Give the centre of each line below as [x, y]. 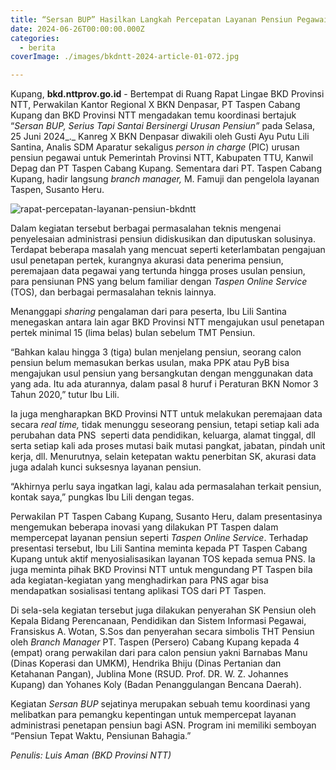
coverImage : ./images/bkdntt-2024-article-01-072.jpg [125, 57]
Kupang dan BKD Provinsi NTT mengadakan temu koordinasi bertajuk [153, 115]
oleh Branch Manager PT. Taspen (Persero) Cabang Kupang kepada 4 [155, 642]
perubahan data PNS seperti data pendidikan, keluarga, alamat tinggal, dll [163, 435]
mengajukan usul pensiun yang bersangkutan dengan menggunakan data [162, 373]
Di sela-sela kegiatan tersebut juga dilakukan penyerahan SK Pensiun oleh [163, 610]
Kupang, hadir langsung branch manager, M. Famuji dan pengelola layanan [165, 179]
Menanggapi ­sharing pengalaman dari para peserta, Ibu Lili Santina [148, 312]
